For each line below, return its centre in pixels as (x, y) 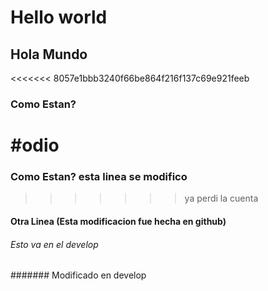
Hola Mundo (49, 54)
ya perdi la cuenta (221, 198)
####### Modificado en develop (78, 275)
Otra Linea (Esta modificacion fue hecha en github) (118, 221)
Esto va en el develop (54, 244)
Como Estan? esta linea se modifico (99, 177)
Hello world (59, 17)
